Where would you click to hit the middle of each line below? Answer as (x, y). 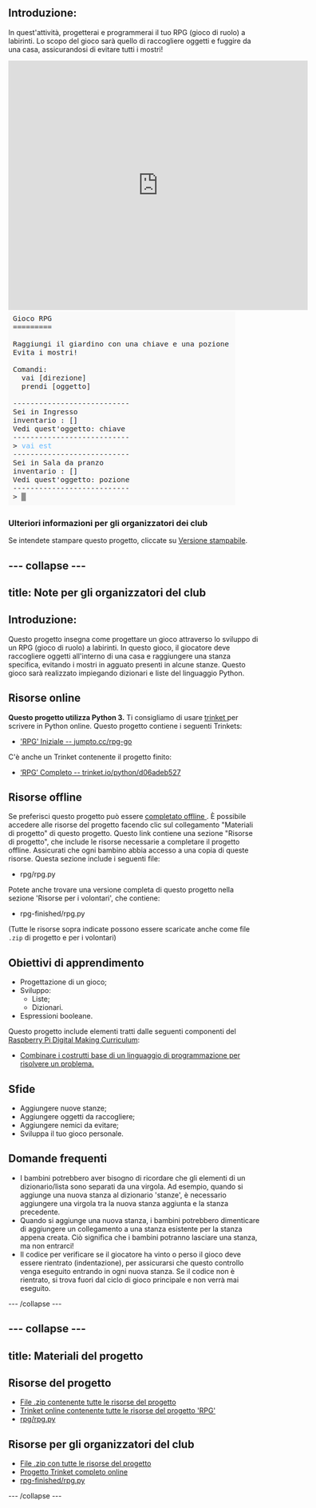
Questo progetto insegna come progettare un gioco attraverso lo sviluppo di (133, 639)
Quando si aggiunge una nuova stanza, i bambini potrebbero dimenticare (140, 1220)
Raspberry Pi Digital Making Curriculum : (74, 1040)
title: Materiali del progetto (76, 1356)
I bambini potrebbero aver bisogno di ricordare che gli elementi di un (132, 1178)
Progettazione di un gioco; (63, 982)
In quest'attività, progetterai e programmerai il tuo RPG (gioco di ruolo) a (127, 32)
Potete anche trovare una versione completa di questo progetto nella (121, 890)
